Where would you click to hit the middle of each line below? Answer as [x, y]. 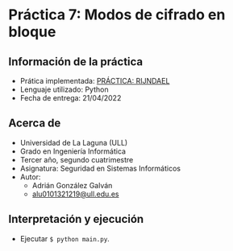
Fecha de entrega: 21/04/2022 [71, 98]
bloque [32, 32]
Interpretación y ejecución [76, 219]
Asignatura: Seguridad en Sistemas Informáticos [100, 168]
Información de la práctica [76, 62]
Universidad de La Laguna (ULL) [74, 142]
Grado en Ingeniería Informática [73, 151]
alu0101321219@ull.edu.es [75, 194]
